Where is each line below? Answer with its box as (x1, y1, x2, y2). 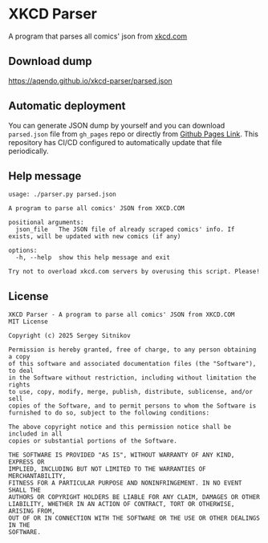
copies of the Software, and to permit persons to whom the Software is (8, 402, 257, 410)
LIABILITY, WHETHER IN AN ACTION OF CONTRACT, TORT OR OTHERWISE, (8, 500, 235, 509)
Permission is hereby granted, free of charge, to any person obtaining (8, 346, 257, 354)
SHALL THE (8, 486, 42, 494)
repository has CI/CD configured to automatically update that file (8, 137, 222, 147)
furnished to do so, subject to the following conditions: (8, 409, 210, 417)
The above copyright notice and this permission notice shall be (8, 423, 231, 432)
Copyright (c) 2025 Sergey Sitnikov (8, 332, 131, 340)
